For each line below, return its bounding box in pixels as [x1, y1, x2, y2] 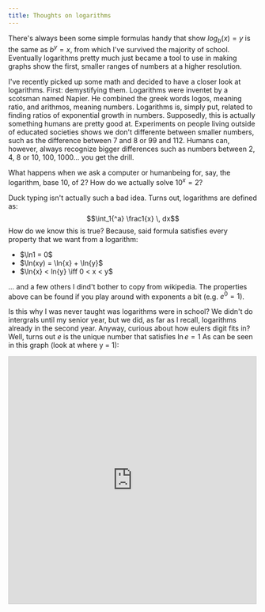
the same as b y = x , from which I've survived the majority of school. [8, 43, 230, 55]
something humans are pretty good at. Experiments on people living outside [8, 119, 256, 129]
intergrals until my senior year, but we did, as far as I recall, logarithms [8, 315, 237, 325]
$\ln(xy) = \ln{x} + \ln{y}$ [19, 258, 104, 267]
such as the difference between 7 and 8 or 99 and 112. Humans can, [8, 136, 230, 145]
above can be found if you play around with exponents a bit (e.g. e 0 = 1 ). [8, 290, 245, 301]
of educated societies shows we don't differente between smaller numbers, [8, 127, 255, 137]
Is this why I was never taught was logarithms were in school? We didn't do [8, 307, 253, 316]
